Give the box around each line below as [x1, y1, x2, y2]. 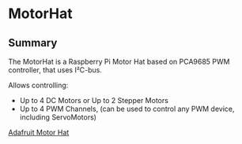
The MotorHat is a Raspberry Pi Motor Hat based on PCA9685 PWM [8, 57, 230, 66]
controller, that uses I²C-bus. [8, 65, 103, 75]
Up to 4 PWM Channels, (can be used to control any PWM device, [19, 104, 235, 113]
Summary [8, 36, 58, 50]
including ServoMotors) [19, 113, 97, 122]
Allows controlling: [8, 80, 69, 90]
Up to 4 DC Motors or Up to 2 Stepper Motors [19, 96, 168, 105]
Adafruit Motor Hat [8, 127, 70, 137]
